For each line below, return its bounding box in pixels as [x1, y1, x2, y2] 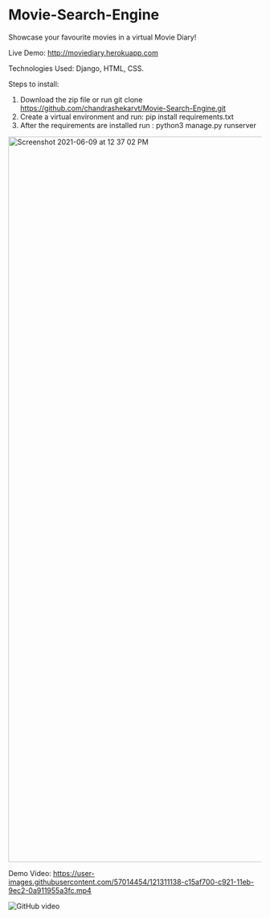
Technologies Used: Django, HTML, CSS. [8, 63, 145, 73]
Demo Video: [8, 868, 52, 878]
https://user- [53, 868, 95, 878]
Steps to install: [8, 79, 59, 89]
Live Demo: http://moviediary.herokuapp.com [8, 48, 158, 57]
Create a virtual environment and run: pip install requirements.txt [19, 111, 235, 122]
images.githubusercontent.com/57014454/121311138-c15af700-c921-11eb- [8, 877, 255, 887]
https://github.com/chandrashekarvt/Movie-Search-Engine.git [19, 103, 227, 113]
